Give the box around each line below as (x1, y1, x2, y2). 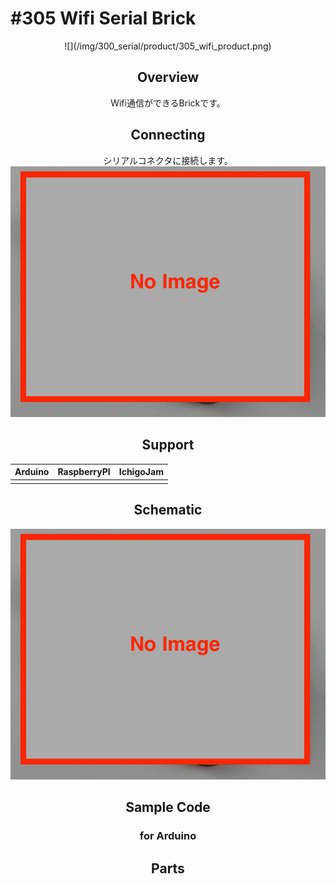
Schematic (133, 502, 203, 519)
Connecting (130, 127, 206, 144)
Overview (136, 69, 200, 86)
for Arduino (139, 829, 197, 843)
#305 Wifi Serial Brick (10, 7, 197, 30)
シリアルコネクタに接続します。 (103, 154, 233, 166)
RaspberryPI (57, 466, 111, 478)
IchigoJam (118, 466, 164, 478)
